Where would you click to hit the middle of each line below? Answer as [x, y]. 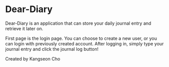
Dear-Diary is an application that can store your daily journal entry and [78, 23]
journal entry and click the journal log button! [52, 49]
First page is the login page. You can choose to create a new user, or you [81, 38]
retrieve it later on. [24, 28]
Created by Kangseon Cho [33, 58]
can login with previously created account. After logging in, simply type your [84, 43]
